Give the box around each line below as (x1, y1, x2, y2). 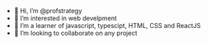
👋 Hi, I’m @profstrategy (13, 7, 83, 15)
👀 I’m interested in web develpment (13, 14, 117, 22)
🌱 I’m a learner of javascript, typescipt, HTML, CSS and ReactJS (13, 22, 201, 29)
